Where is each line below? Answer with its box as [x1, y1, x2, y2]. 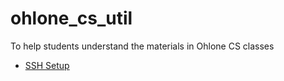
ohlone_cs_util [10, 7, 133, 30]
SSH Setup [24, 59, 70, 71]
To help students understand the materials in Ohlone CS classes [10, 40, 275, 52]
